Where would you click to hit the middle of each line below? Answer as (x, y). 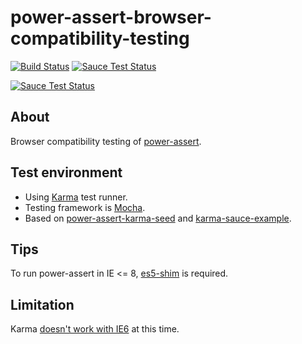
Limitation (42, 304)
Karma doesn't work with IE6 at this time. (95, 329)
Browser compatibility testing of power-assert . (106, 141)
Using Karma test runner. (76, 197)
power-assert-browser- (111, 17)
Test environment (66, 172)
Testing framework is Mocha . (85, 207)
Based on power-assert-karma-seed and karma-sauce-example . (158, 218)
